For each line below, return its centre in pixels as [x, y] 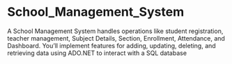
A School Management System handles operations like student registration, [115, 31]
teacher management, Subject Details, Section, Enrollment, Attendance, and [116, 38]
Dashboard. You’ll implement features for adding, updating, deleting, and [111, 45]
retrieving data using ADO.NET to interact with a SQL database [97, 53]
